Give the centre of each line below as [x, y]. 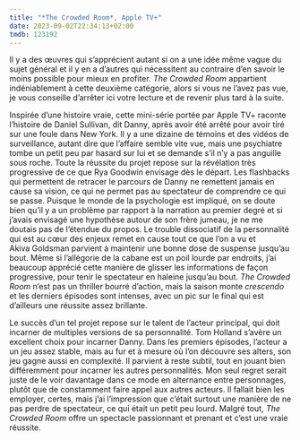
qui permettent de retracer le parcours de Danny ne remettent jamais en [142, 182]
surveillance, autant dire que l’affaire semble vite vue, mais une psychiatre [146, 143]
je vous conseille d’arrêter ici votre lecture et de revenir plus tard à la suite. [147, 98]
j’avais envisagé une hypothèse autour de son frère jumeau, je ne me [137, 220]
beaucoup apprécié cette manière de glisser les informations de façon [139, 267]
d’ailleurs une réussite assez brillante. [78, 306]
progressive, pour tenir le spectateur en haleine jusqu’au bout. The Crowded [150, 277]
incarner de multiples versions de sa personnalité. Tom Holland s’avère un [146, 332]
